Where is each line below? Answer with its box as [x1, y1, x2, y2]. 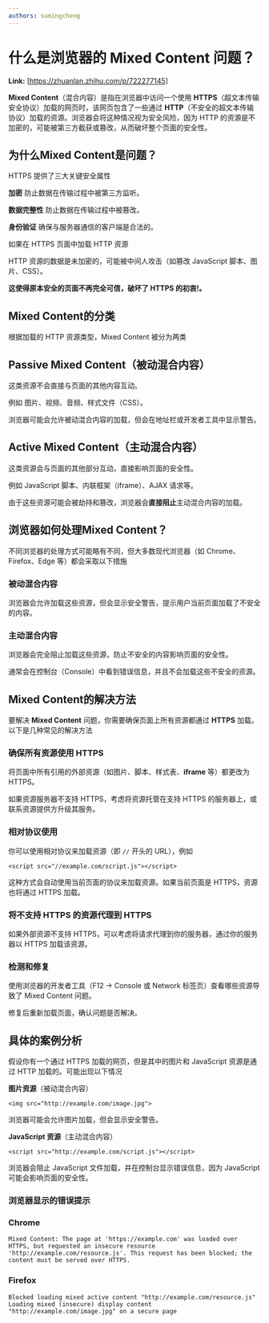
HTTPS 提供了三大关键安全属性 [8, 171, 111, 181]
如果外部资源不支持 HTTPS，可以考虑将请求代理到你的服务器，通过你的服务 [8, 929, 259, 938]
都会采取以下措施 [70, 556, 128, 566]
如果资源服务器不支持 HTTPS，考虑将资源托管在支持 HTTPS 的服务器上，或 [8, 794, 258, 804]
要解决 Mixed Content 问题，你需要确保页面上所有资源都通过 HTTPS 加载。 [8, 715, 259, 725]
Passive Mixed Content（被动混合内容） [8, 358, 211, 372]
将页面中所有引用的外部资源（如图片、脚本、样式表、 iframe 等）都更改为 [8, 767, 251, 777]
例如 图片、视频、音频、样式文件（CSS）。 [8, 398, 148, 407]
